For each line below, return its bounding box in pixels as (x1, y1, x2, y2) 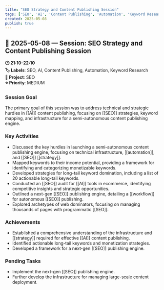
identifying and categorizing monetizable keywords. (12, 165, 117, 170)
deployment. (12, 279, 38, 285)
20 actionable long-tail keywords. (12, 175, 80, 181)
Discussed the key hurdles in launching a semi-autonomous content (12, 144, 149, 150)
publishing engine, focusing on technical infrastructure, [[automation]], (12, 149, 155, 155)
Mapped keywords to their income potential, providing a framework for (12, 160, 155, 166)
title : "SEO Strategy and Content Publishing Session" (5, 7, 119, 12)
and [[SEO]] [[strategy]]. (12, 154, 61, 160)
